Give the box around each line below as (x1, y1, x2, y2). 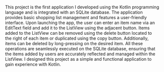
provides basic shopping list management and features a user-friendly (5, 15, 147, 20)
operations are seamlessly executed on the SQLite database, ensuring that (5, 46, 156, 51)
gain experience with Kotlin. (5, 61, 61, 67)
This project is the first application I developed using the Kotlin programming (5, 4, 159, 10)
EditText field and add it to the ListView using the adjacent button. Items (5, 25, 150, 31)
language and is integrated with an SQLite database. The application (5, 9, 143, 15)
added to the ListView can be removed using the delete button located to (5, 30, 152, 36)
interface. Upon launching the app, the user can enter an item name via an (5, 20, 155, 25)
